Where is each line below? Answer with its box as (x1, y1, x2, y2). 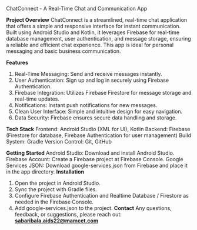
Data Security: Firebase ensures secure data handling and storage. (14, 114, 177, 121)
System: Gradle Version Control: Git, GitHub (6, 138, 112, 145)
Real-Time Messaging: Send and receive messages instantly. (14, 71, 162, 77)
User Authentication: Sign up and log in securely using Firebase (14, 76, 169, 84)
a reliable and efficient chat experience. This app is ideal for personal (6, 41, 174, 48)
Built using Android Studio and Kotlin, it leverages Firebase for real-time (6, 29, 180, 36)
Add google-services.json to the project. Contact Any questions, (14, 205, 172, 211)
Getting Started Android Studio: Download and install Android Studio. (6, 149, 175, 156)
